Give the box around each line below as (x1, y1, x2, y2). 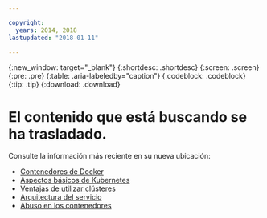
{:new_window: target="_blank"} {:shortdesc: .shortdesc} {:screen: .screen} (8, 63, 260, 72)
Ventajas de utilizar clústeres (19, 184, 117, 193)
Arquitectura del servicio (19, 192, 102, 202)
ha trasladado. (8, 125, 107, 143)
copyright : (8, 18, 45, 26)
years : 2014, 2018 (15, 26, 78, 34)
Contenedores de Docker (19, 167, 105, 176)
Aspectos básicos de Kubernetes (19, 176, 130, 185)
